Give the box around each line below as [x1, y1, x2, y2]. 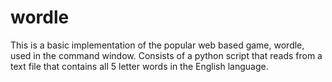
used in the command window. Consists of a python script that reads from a [10, 49, 323, 61]
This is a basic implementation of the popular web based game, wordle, [10, 39, 305, 51]
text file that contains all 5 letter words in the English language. [10, 60, 269, 72]
